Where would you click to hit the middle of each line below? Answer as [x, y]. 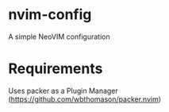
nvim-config [50, 15]
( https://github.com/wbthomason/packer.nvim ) [84, 99]
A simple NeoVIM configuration [59, 37]
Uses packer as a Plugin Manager [63, 91]
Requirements [56, 69]
